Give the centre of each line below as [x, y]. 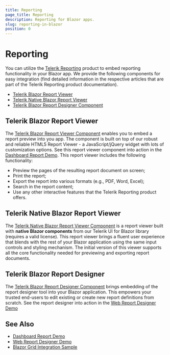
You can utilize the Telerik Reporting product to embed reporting [73, 68]
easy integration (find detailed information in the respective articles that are [85, 79]
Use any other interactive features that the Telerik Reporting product [84, 192]
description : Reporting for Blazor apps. [50, 19]
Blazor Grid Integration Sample [45, 347]
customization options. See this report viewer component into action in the [84, 149]
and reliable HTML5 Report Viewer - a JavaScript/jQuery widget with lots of [85, 144]
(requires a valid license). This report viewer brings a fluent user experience [85, 236]
